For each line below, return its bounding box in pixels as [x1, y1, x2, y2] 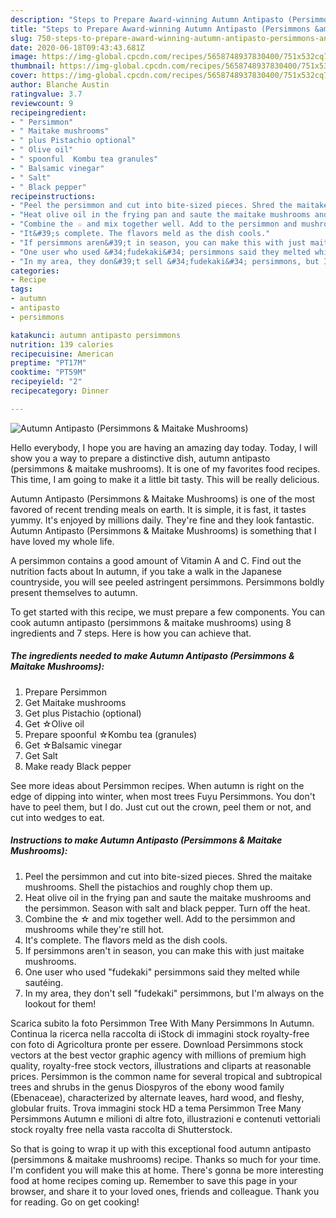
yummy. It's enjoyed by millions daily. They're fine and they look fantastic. [10, 514, 315, 526]
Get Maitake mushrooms [24, 696, 127, 708]
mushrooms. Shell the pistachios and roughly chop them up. [24, 881, 273, 893]
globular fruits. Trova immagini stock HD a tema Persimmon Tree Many [10, 1102, 302, 1114]
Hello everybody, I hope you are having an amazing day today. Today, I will [10, 441, 318, 453]
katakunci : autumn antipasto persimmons [10, 330, 182, 340]
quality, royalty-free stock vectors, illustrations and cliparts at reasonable [10, 1059, 312, 1071]
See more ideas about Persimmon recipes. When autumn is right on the [10, 779, 305, 791]
